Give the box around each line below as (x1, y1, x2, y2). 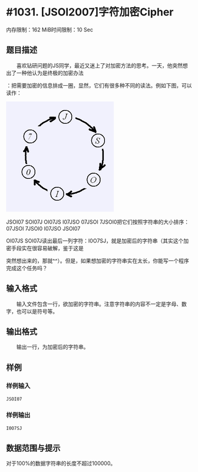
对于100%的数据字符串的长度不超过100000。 (6, 460, 116, 467)
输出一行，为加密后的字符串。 (16, 344, 89, 351)
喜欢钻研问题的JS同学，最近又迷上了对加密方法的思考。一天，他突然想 (16, 62, 188, 69)
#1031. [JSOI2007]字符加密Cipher (6, 5, 174, 19)
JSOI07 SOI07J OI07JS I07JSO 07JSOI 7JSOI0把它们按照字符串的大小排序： (6, 218, 190, 225)
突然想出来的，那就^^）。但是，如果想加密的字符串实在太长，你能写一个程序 (6, 257, 190, 264)
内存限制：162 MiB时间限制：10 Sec (6, 26, 93, 33)
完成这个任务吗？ (6, 264, 48, 271)
